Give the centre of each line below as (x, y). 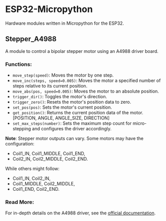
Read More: (20, 202)
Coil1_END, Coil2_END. (36, 189)
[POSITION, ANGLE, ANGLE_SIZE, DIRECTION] (61, 118)
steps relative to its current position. (50, 86)
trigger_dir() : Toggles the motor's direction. (60, 97)
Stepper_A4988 (31, 39)
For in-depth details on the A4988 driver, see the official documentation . (80, 213)
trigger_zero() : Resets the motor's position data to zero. (72, 102)
